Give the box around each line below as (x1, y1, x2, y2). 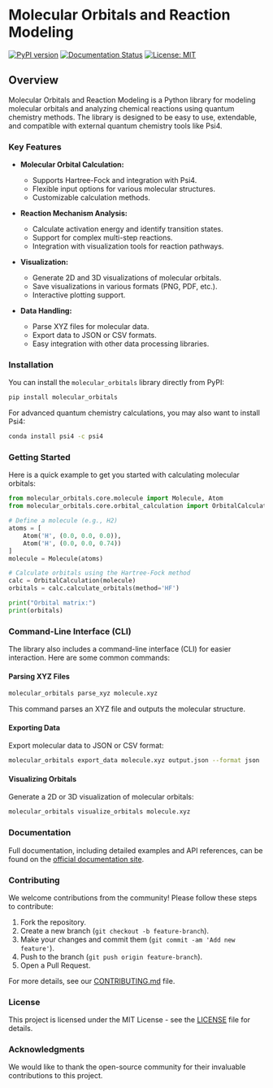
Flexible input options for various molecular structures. (32, 184, 215, 194)
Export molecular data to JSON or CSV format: (8, 741, 164, 751)
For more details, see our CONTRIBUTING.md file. (8, 976, 175, 986)
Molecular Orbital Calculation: (19, 160, 124, 170)
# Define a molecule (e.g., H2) (8, 517, 118, 525)
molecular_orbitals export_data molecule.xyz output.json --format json (8, 756, 260, 765)
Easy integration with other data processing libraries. (32, 339, 210, 349)
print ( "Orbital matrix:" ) (8, 599, 96, 607)
